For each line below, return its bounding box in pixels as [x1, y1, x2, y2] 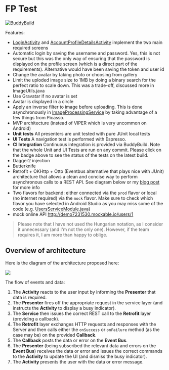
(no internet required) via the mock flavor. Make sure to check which [12, 195, 153, 201]
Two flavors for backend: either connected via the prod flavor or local [12, 190, 157, 196]
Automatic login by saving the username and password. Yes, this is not [12, 50, 160, 56]
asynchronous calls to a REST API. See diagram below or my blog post [12, 179, 160, 185]
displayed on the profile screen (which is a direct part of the [12, 61, 138, 67]
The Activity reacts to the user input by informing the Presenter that [12, 289, 156, 295]
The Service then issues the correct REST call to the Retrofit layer [12, 310, 151, 316]
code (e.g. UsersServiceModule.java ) [12, 206, 91, 212]
